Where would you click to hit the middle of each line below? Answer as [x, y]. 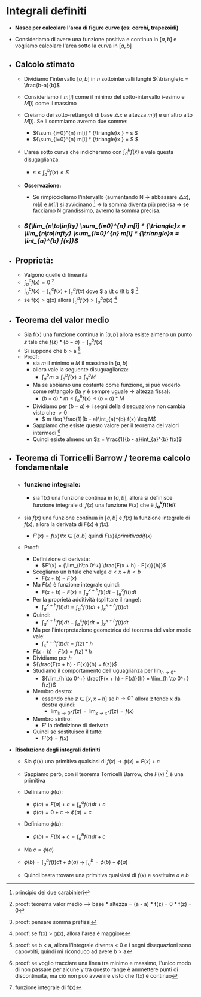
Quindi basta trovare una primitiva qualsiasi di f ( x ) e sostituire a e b [106, 875]
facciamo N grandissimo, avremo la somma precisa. [97, 210]
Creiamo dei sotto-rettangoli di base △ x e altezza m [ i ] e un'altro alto [108, 114]
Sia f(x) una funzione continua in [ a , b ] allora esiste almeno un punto [108, 334]
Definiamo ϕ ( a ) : [43, 791]
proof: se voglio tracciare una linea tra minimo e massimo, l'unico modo [103, 963]
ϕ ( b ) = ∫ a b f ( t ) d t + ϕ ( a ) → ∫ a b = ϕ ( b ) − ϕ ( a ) [76, 862]
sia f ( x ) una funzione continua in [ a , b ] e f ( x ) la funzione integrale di [107, 518]
